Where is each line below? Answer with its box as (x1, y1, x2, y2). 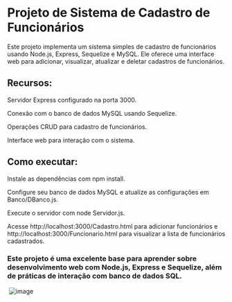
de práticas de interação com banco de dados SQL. (7, 272, 182, 281)
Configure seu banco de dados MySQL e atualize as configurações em (7, 188, 209, 196)
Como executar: (7, 156, 78, 168)
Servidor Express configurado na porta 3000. (7, 96, 137, 104)
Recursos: (7, 78, 53, 89)
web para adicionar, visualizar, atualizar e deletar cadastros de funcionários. (7, 57, 225, 65)
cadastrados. (7, 237, 45, 245)
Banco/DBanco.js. (7, 195, 59, 204)
